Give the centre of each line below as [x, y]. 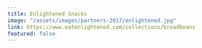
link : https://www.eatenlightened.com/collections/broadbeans [101, 27]
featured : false [31, 34]
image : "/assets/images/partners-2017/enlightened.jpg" [92, 20]
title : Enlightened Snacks [47, 14]
